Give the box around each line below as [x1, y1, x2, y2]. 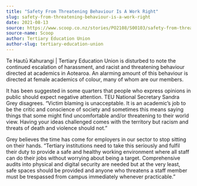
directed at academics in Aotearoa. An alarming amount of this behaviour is [6, 70, 189, 77]
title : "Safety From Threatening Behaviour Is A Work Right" [6, 8, 159, 15]
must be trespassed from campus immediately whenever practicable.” [6, 173, 176, 180]
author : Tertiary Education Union [6, 36, 91, 42]
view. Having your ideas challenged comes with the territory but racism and [6, 118, 189, 125]
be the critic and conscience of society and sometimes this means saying [6, 106, 184, 113]
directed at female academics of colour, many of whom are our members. [6, 75, 184, 82]
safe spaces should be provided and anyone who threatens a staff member [6, 167, 188, 174]
